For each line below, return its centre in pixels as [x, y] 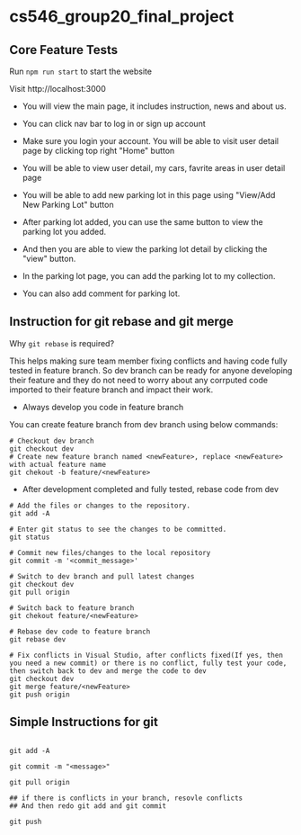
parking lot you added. [64, 232]
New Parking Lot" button [68, 205]
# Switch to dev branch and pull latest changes [102, 576]
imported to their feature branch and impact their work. [111, 390]
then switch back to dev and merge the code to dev [108, 671]
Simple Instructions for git [84, 722]
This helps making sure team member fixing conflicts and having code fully [148, 361]
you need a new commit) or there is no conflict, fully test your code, [148, 663]
